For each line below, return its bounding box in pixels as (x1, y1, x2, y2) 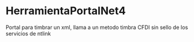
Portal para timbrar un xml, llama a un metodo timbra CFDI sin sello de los (5, 24, 188, 31)
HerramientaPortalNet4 (5, 4, 126, 18)
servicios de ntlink (5, 30, 51, 37)
